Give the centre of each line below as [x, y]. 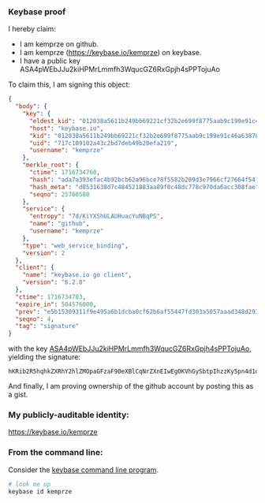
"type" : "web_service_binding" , [75, 246]
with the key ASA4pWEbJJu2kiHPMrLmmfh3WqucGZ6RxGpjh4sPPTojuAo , [130, 348]
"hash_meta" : [50, 187]
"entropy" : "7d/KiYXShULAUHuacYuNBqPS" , [96, 216]
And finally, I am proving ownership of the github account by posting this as [131, 386]
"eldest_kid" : [52, 121]
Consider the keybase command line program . [84, 469]
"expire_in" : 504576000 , [56, 304]
